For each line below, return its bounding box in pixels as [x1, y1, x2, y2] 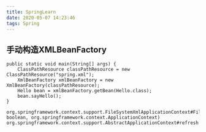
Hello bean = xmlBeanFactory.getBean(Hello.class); [17, 88, 152, 94]
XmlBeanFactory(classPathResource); [6, 82, 100, 89]
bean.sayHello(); [17, 93, 62, 100]
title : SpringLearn [6, 9, 56, 15]
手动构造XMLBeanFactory [6, 44, 107, 55]
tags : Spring [6, 20, 40, 26]
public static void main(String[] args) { [6, 61, 116, 67]
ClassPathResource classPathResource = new [17, 67, 131, 73]
